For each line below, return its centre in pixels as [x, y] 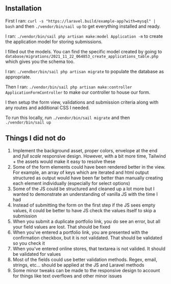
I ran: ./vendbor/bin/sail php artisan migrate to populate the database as [85, 71]
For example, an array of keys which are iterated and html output [81, 172]
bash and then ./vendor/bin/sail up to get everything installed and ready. [83, 26]
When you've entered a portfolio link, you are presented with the [80, 232]
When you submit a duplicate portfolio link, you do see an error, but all [87, 221]
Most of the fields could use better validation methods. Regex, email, [85, 259]
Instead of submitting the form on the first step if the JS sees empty [84, 205]
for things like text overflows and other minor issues [67, 276]
